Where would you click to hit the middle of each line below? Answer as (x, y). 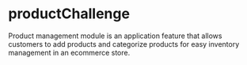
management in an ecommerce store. (69, 52)
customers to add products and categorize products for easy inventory (124, 44)
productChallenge (69, 14)
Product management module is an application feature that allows (115, 36)
